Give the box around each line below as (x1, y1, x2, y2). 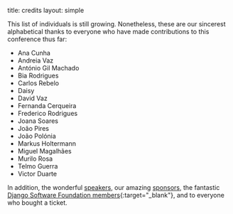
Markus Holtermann (17, 139, 77, 148)
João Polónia (17, 132, 57, 140)
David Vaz (17, 94, 48, 102)
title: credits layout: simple (7, 6, 85, 14)
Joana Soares (17, 117, 59, 125)
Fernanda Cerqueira (17, 102, 77, 109)
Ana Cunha (17, 49, 51, 57)
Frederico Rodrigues (17, 109, 78, 117)
